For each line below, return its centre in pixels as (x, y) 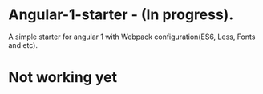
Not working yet (63, 78)
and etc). (23, 45)
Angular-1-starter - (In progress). (121, 15)
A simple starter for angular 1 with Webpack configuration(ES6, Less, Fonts (132, 37)
